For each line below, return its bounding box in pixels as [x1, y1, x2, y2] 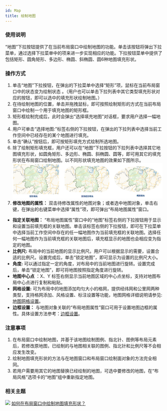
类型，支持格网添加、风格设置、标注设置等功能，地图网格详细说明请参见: [12, 292, 163, 298]
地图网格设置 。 [12, 298, 43, 304]
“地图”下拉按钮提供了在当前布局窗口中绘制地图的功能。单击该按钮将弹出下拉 [5, 43, 162, 49]
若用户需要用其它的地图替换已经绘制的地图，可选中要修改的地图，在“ [12, 368, 155, 374]
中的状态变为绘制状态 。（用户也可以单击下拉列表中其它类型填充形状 [16, 88, 156, 94]
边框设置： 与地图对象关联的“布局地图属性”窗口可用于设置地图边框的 [12, 304, 154, 310]
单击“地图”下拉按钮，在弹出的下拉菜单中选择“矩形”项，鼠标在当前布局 [12, 82, 156, 88]
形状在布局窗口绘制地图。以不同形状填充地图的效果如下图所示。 [12, 157, 144, 163]
